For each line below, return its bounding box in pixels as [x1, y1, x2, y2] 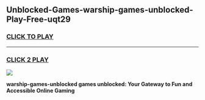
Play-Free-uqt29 [6, 15, 71, 25]
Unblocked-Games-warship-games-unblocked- [6, 5, 193, 15]
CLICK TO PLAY [6, 33, 54, 41]
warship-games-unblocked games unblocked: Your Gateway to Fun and [6, 80, 193, 87]
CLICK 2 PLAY [6, 55, 49, 64]
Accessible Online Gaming [6, 87, 75, 94]
